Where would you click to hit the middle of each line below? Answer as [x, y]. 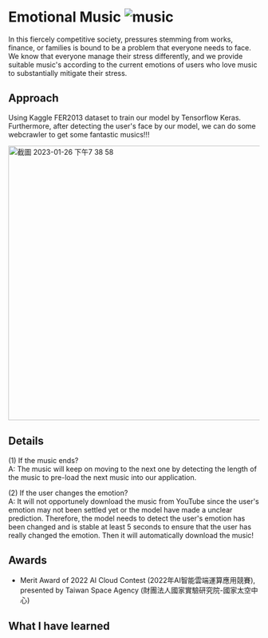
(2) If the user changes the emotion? [68, 493]
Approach [33, 99]
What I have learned [59, 626]
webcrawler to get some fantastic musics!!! [79, 134]
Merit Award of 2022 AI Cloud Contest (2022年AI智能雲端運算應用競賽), [138, 581]
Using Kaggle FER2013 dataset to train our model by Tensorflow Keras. [125, 117]
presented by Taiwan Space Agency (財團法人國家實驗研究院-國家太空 [135, 590]
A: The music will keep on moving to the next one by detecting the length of [133, 469]
